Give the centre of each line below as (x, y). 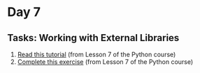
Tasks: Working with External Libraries (93, 38)
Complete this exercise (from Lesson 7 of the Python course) (105, 62)
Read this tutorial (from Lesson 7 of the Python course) (97, 54)
